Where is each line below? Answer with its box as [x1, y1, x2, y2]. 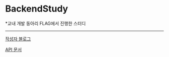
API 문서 [5, 46, 22, 52]
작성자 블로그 [5, 36, 31, 42]
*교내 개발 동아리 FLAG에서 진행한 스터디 [5, 20, 86, 26]
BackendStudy [5, 3, 68, 15]
